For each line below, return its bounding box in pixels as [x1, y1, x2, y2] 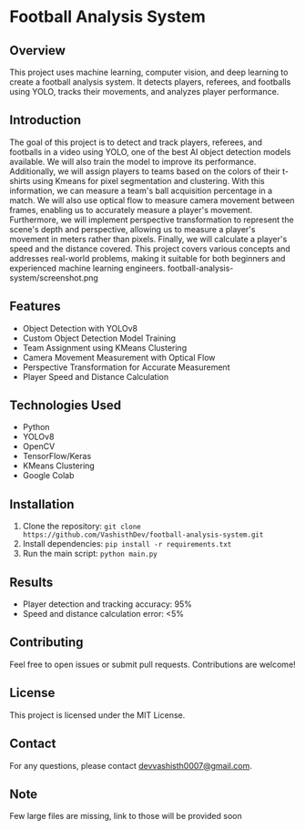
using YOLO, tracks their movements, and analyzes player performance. [9, 87, 280, 97]
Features [9, 299, 61, 314]
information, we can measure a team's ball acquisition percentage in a [9, 185, 273, 196]
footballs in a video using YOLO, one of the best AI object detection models [9, 146, 291, 157]
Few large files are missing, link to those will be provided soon [9, 811, 243, 822]
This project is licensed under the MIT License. [9, 709, 186, 721]
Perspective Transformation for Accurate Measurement [22, 362, 230, 373]
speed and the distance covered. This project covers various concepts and [9, 243, 291, 254]
